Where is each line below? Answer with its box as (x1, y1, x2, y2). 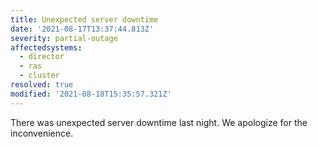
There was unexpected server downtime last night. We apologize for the (10, 116, 308, 128)
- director (19, 52, 65, 62)
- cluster (19, 71, 60, 81)
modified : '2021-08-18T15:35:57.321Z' (10, 89, 172, 99)
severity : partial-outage (10, 33, 118, 43)
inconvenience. (10, 127, 74, 139)
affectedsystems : (10, 42, 83, 53)
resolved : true (10, 80, 74, 90)
